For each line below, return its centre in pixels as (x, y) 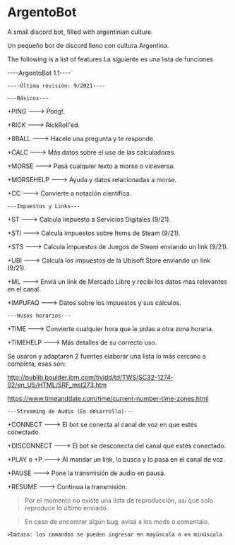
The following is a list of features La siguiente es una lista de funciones (110, 59)
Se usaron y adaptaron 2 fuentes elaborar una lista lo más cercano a (107, 356)
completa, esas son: (37, 364)
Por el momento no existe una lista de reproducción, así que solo (119, 500)
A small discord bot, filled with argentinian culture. (80, 32)
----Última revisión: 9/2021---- (56, 85)
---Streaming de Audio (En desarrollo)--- (71, 411)
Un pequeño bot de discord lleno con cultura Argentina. (88, 45)
